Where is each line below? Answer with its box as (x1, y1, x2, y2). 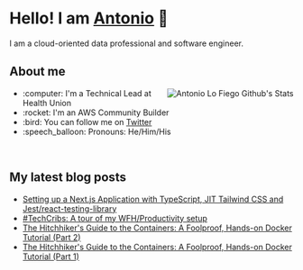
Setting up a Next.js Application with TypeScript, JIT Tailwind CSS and (22, 193, 284, 204)
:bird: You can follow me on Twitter (22, 116, 152, 127)
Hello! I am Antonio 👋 (9, 8, 169, 29)
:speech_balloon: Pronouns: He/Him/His (22, 126, 171, 137)
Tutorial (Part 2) (22, 231, 81, 242)
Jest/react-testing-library (22, 202, 117, 214)
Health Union (22, 97, 72, 108)
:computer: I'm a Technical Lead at (22, 87, 151, 98)
